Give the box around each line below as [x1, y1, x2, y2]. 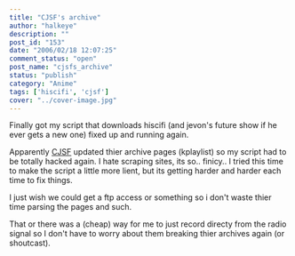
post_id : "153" [9, 37, 66, 47]
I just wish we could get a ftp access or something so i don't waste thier [9, 192, 272, 203]
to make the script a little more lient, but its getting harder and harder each [9, 165, 282, 176]
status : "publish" [9, 71, 77, 80]
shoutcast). [9, 237, 51, 249]
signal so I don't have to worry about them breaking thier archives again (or [9, 228, 285, 239]
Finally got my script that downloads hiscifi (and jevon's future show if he [9, 120, 277, 131]
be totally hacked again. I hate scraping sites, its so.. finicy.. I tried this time [9, 156, 284, 167]
